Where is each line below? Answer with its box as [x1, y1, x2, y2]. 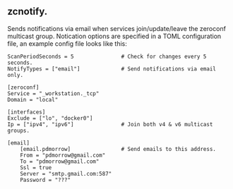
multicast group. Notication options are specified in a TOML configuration [7, 32, 222, 40]
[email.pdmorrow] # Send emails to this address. [20, 145, 217, 152]
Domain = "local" [7, 96, 59, 103]
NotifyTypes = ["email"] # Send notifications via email [7, 65, 217, 73]
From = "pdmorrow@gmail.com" [20, 152, 106, 159]
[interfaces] [7, 109, 46, 116]
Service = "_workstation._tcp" [7, 90, 100, 97]
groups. [7, 127, 30, 134]
